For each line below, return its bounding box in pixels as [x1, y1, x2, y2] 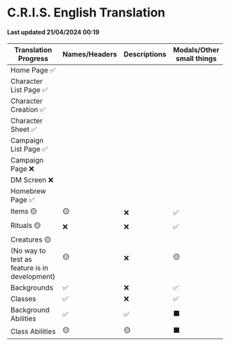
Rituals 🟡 [10, 221, 41, 231]
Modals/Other [172, 45, 220, 55]
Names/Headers [62, 49, 118, 59]
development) [10, 272, 56, 281]
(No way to [10, 246, 46, 255]
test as [10, 255, 32, 264]
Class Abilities [10, 326, 56, 336]
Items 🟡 [10, 207, 38, 216]
